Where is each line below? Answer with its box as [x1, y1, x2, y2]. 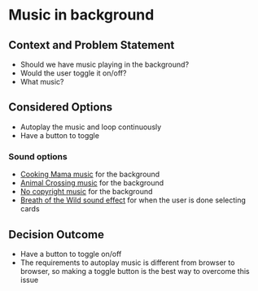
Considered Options [8, 100, 112, 115]
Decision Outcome [8, 228, 104, 241]
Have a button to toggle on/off [20, 249, 122, 258]
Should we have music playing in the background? [20, 59, 190, 69]
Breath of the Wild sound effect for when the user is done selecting [20, 195, 247, 205]
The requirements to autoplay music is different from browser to [20, 258, 235, 267]
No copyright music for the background [20, 187, 153, 197]
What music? [20, 77, 64, 86]
